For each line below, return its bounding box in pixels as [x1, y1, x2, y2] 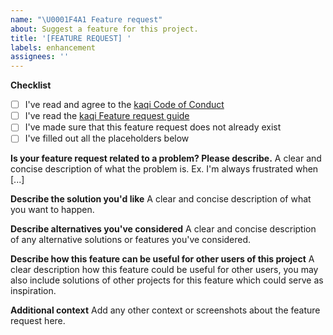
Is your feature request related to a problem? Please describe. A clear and [10, 152, 322, 165]
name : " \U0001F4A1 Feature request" [10, 14, 163, 25]
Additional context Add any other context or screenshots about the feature [10, 304, 321, 316]
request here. [10, 315, 66, 327]
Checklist [10, 79, 52, 91]
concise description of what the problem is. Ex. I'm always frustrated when [10, 163, 319, 175]
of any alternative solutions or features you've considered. [10, 234, 252, 246]
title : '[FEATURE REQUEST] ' [10, 33, 132, 43]
